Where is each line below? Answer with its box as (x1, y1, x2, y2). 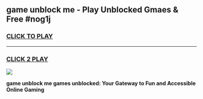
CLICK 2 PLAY (6, 55, 48, 63)
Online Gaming (6, 86, 45, 93)
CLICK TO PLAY (6, 32, 53, 41)
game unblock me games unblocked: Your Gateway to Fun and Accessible (6, 79, 196, 86)
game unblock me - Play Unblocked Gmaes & (6, 5, 179, 15)
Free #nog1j (6, 14, 51, 25)
